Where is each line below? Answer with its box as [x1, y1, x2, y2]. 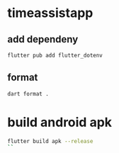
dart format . [7, 90, 50, 97]
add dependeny [7, 33, 79, 45]
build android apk [7, 114, 112, 130]
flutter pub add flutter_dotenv [7, 52, 103, 59]
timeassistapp [7, 5, 93, 21]
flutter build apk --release [7, 137, 93, 144]
